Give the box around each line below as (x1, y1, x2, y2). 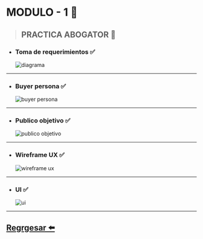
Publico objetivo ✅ (14, 116, 71, 125)
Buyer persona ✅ (14, 81, 66, 90)
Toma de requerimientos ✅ (14, 48, 95, 56)
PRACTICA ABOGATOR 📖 (21, 30, 116, 40)
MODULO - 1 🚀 (6, 5, 78, 19)
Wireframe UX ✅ (14, 151, 65, 159)
